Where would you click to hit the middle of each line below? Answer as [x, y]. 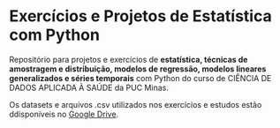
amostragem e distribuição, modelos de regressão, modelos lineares [138, 69]
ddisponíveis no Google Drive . [64, 114]
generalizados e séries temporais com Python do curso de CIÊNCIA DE [140, 78]
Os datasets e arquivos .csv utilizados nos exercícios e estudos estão [136, 104]
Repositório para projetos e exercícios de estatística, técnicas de [129, 59]
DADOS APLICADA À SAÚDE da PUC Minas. [89, 87]
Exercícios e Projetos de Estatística [140, 16]
